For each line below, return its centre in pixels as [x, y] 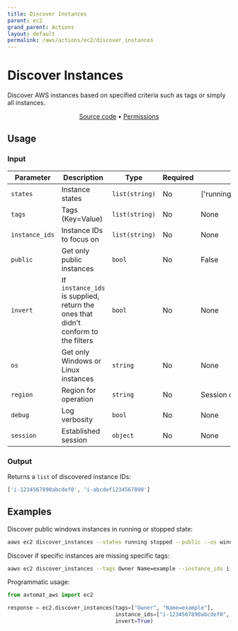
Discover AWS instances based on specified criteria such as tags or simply [117, 95]
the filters [77, 340]
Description [84, 177]
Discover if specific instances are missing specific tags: [89, 556]
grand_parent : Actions [41, 27]
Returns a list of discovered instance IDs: [69, 477]
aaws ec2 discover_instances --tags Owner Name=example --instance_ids [115, 568]
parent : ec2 [25, 21]
